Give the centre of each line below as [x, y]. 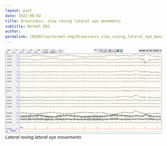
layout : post [19, 10]
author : [13, 32]
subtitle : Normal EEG [28, 26]
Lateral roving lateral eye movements [43, 137]
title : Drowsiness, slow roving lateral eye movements [63, 21]
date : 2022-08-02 [23, 16]
